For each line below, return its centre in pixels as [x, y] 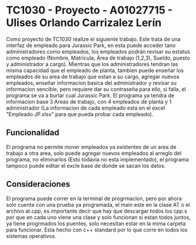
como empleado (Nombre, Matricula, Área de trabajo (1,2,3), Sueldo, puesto [98, 58]
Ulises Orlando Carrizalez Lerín [84, 23]
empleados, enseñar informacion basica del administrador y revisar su [92, 82]
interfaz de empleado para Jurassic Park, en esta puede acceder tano [91, 45]
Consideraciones [38, 184]
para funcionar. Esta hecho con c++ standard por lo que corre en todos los [97, 230]
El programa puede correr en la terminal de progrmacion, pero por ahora [94, 198]
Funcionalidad [33, 133]
